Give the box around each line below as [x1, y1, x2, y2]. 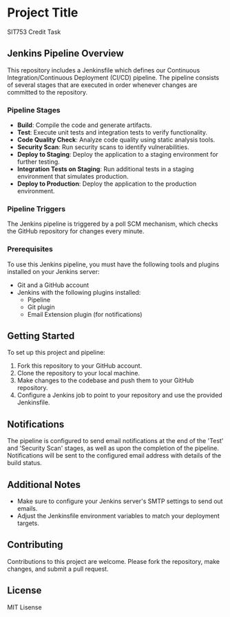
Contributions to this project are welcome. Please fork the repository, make [7, 557, 220, 565]
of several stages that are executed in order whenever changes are [7, 81, 198, 89]
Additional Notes [7, 478, 81, 491]
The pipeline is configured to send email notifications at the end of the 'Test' [7, 437, 224, 445]
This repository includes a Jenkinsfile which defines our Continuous [7, 66, 200, 74]
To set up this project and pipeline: [7, 349, 105, 357]
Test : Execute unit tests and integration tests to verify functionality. [17, 128, 208, 137]
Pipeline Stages [7, 105, 61, 115]
